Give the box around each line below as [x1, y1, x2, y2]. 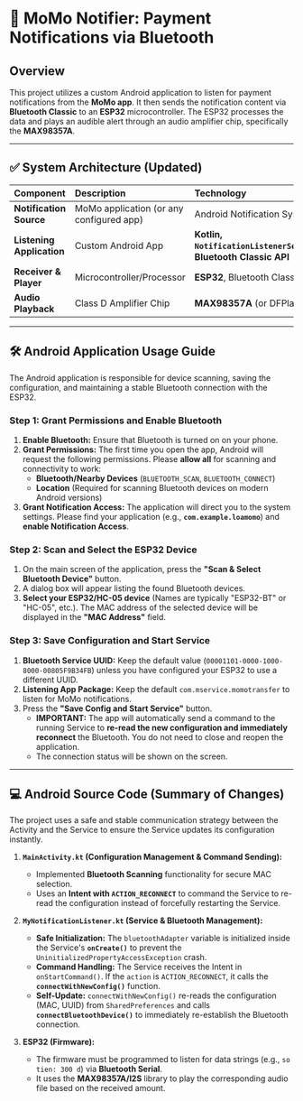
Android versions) [35, 492, 103, 503]
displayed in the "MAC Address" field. [22, 612, 167, 623]
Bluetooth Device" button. [22, 573, 122, 585]
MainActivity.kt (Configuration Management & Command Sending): [22, 852, 282, 863]
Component [14, 187, 66, 199]
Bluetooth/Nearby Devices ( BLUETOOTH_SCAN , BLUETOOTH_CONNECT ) [35, 473, 276, 484]
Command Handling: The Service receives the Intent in [35, 961, 243, 973]
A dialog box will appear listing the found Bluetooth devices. [22, 583, 246, 594]
